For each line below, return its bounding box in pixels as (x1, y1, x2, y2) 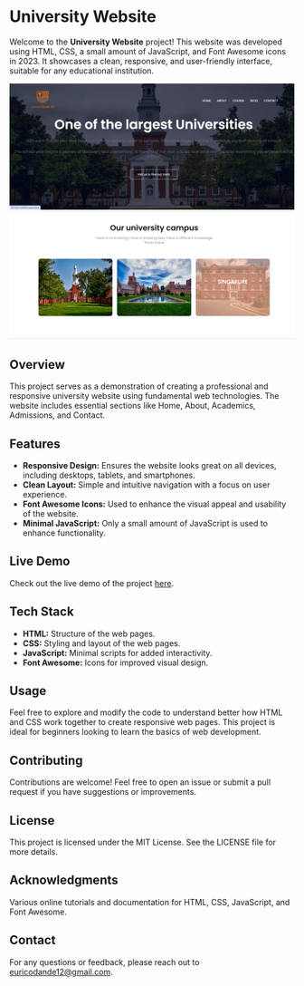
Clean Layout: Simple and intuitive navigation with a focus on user (22, 478, 271, 490)
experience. (22, 488, 68, 499)
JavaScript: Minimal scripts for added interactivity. (22, 647, 213, 658)
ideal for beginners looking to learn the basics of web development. (9, 727, 261, 738)
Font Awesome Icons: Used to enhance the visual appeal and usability (22, 498, 287, 509)
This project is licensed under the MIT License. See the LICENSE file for (9, 836, 277, 847)
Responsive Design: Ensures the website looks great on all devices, (22, 459, 277, 470)
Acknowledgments (9, 873, 119, 888)
